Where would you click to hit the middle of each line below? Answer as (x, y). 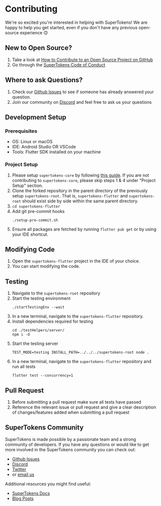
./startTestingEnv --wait (38, 307)
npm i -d (21, 335)
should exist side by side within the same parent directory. (80, 201)
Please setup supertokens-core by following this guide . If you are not (80, 175)
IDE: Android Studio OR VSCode (44, 147)
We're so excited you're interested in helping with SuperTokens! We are (76, 22)
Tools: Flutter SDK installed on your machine (56, 152)
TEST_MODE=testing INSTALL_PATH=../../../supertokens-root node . (80, 353)
